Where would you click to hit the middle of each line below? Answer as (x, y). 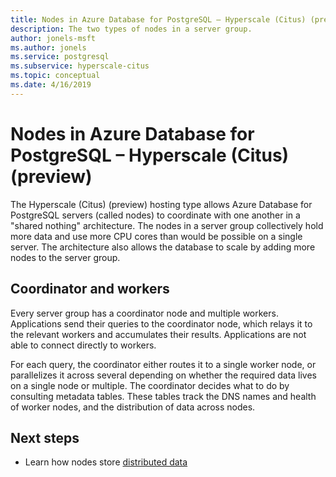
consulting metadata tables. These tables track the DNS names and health (163, 396)
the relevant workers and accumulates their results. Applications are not (158, 334)
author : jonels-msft (53, 38)
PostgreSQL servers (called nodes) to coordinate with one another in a (155, 215)
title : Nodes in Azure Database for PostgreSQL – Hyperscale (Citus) (158, 19)
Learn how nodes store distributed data (106, 462)
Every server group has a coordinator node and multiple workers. (144, 313)
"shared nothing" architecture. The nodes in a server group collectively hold (167, 225)
